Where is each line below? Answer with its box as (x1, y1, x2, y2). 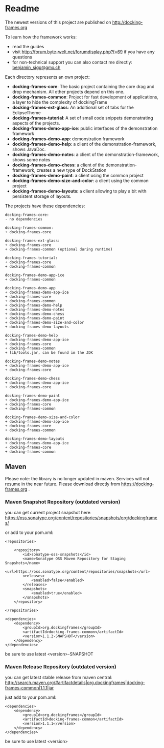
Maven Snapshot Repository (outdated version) (5, 498, 121, 505)
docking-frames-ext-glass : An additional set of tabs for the (12, 104, 134, 110)
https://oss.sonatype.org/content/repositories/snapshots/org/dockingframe (5, 515, 158, 521)
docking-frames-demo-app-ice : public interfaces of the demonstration (12, 125, 158, 131)
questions (12, 54, 33, 60)
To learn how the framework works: (5, 34, 77, 40)
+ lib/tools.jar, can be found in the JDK (5, 350, 93, 355)
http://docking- (112, 19, 143, 25)
